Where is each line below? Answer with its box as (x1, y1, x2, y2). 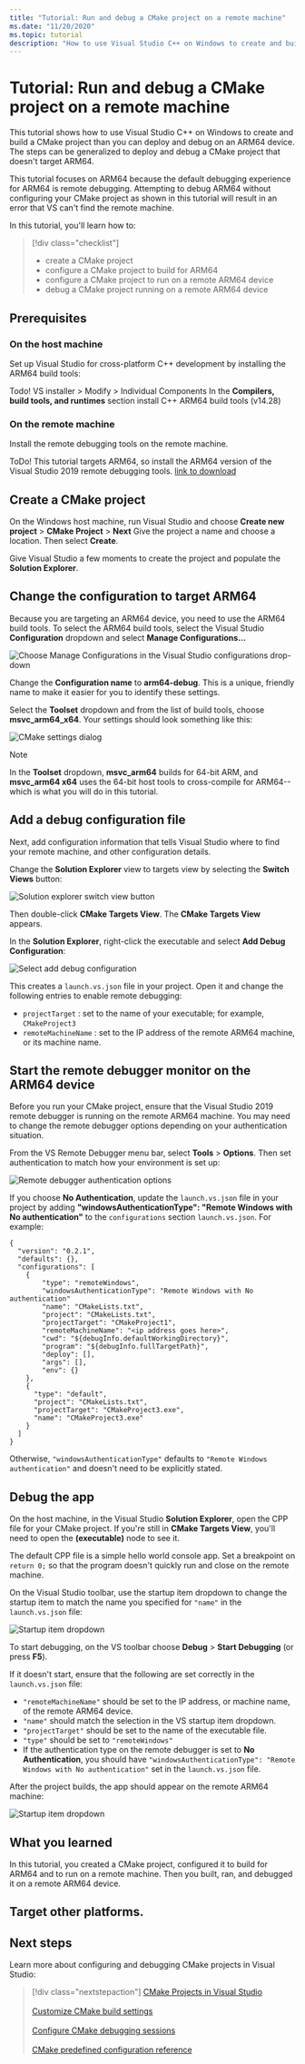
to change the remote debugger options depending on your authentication (9, 1120, 288, 1131)
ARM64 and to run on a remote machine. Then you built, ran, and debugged (9, 1869, 293, 1880)
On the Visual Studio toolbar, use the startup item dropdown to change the (9, 1587, 288, 1598)
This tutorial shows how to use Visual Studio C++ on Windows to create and (9, 127, 294, 138)
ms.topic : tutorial (9, 30, 84, 39)
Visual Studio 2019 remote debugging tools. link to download (9, 466, 237, 477)
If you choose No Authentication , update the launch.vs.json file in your (9, 1193, 280, 1204)
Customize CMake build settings (31, 2006, 153, 2017)
